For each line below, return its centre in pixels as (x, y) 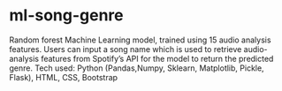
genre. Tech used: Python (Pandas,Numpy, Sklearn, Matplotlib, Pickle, (137, 68)
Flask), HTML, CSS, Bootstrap (63, 77)
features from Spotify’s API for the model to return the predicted (157, 58)
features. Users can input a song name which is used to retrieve (126, 49)
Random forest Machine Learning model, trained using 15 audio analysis (140, 40)
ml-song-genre (66, 15)
